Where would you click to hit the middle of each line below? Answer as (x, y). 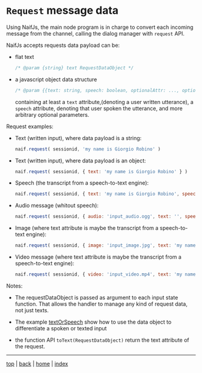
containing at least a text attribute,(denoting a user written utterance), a (104, 102)
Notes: (14, 286)
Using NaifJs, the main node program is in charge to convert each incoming (100, 27)
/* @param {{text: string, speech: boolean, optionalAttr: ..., (97, 90)
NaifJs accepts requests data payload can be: (63, 45)
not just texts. (32, 310)
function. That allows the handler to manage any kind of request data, (101, 304)
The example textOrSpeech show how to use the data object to (93, 322)
